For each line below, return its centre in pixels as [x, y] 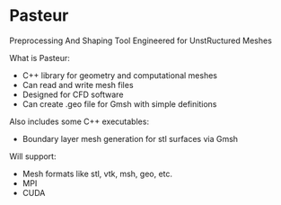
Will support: [33, 156]
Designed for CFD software [73, 94]
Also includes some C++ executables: [79, 121]
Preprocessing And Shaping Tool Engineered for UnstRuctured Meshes [140, 40]
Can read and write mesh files [78, 85]
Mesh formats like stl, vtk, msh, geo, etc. [97, 174]
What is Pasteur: [40, 58]
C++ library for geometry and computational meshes [120, 75]
